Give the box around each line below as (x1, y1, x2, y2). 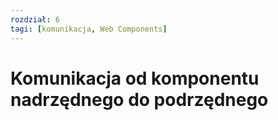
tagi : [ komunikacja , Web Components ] (10, 24, 168, 34)
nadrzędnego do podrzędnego (10, 88, 269, 111)
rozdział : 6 (10, 14, 60, 25)
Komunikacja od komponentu (10, 67, 260, 90)
